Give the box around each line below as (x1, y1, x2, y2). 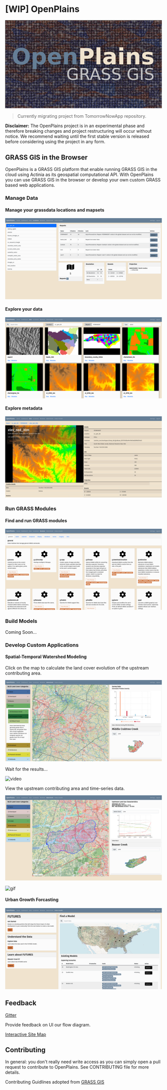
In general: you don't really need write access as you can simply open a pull (5, 1059, 161, 1065)
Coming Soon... (5, 629, 37, 635)
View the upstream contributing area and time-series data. (5, 785, 125, 791)
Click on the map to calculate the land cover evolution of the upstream (5, 665, 149, 671)
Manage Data (5, 195, 38, 202)
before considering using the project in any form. (5, 139, 105, 145)
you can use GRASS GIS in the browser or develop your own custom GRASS (5, 177, 161, 183)
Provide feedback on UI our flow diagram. (5, 1021, 91, 1027)
